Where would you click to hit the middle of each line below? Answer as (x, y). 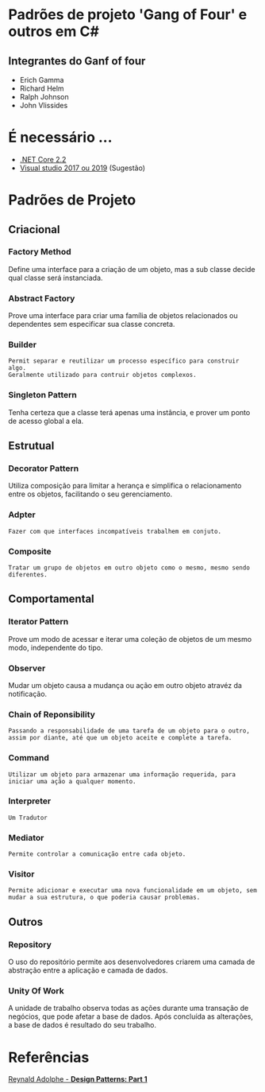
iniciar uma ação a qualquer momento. (72, 781)
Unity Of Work (36, 991)
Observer (27, 668)
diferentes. (28, 574)
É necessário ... (60, 138)
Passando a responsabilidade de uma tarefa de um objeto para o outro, (129, 731)
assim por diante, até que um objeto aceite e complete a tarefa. (120, 738)
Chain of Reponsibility (52, 714)
